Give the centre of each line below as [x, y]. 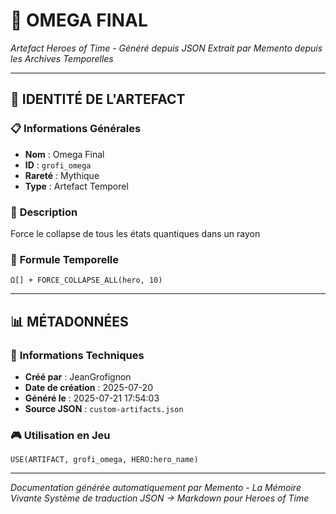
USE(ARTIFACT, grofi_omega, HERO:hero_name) [104, 460]
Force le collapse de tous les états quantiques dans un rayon [135, 233]
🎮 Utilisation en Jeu [60, 435]
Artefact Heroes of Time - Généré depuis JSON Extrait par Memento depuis [166, 48]
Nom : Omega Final [64, 154]
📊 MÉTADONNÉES [69, 321]
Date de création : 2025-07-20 [88, 387]
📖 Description [44, 212]
